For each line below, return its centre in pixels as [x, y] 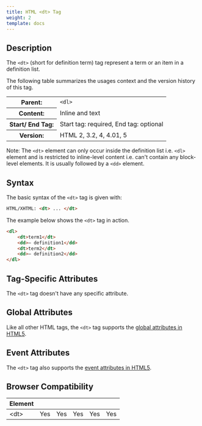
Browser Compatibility [50, 387]
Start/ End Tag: [32, 124]
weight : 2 [19, 18]
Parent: [32, 102]
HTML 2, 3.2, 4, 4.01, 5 [94, 135]
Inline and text [80, 113]
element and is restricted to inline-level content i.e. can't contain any [92, 157]
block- [188, 157]
